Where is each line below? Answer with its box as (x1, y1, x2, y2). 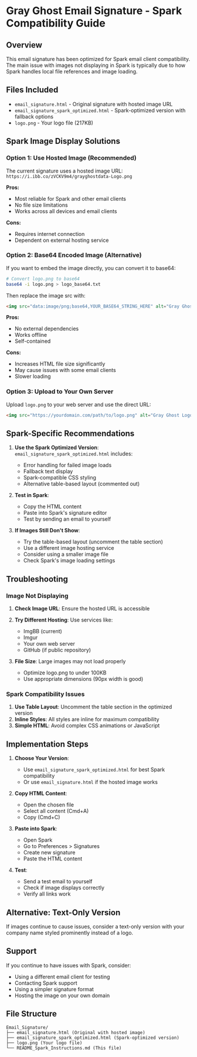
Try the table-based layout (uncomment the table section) (23, 538, 163, 545)
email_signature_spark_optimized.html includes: (14, 450, 133, 457)
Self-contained (14, 337, 51, 345)
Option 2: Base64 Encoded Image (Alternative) (6, 251, 142, 259)
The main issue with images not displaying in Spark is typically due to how (6, 62, 186, 69)
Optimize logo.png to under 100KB (23, 669, 107, 676)
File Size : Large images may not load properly (14, 658, 126, 665)
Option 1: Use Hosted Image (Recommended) (6, 154, 137, 162)
